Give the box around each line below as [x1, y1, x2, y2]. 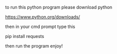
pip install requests [5, 33, 44, 39]
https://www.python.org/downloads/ [5, 14, 80, 19]
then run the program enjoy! [5, 43, 63, 49]
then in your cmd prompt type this [5, 23, 75, 29]
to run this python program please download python [5, 4, 112, 10]
